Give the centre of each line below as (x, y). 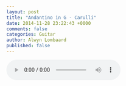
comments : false (27, 29)
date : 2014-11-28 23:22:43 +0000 (49, 23)
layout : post (23, 12)
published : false (28, 46)
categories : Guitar (31, 35)
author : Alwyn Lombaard (37, 40)
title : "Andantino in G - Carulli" (51, 18)
